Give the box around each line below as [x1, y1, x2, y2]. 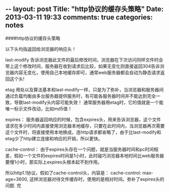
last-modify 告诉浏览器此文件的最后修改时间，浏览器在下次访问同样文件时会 [5, 56, 163, 62]
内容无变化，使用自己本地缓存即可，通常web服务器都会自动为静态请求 [14, 69, 160, 75]
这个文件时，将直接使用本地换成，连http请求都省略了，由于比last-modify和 [5, 129, 162, 135]
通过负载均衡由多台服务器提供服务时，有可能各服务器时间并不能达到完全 [5, 93, 156, 99]
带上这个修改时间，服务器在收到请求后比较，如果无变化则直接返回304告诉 [5, 63, 160, 69]
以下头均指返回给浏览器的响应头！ [5, 46, 76, 52]
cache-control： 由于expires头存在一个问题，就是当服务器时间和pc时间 [5, 146, 154, 152]
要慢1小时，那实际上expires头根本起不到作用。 [5, 159, 102, 165]
